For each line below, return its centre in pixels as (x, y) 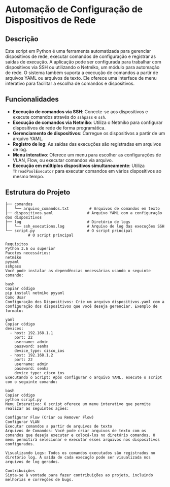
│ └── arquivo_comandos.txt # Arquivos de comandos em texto (82, 208)
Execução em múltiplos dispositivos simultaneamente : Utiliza (79, 166)
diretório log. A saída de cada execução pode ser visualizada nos (78, 457)
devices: (14, 329)
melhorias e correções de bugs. (39, 479)
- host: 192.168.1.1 (31, 333)
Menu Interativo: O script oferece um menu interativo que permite (78, 404)
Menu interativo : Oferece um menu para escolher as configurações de (87, 155)
